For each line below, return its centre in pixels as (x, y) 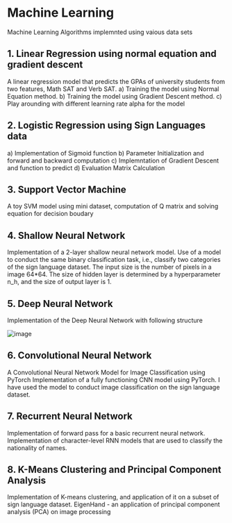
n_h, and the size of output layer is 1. (59, 282)
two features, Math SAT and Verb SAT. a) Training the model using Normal (113, 89)
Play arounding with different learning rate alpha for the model (96, 103)
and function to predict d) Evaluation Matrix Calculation (86, 167)
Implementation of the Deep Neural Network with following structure (105, 320)
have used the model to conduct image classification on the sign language (114, 387)
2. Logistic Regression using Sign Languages (107, 125)
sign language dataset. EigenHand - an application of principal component (114, 504)
